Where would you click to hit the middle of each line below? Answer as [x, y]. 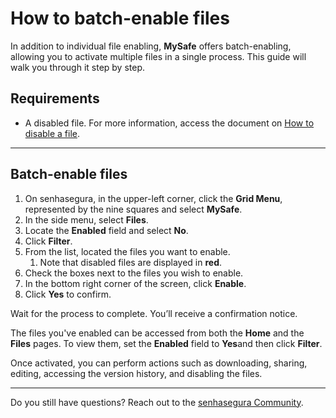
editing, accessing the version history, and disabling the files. [136, 373]
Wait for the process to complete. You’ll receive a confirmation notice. [154, 313]
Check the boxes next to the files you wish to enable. [134, 273]
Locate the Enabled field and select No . [106, 230]
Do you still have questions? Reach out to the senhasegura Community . [157, 402]
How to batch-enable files [120, 18]
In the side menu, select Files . [86, 219]
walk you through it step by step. [78, 67]
